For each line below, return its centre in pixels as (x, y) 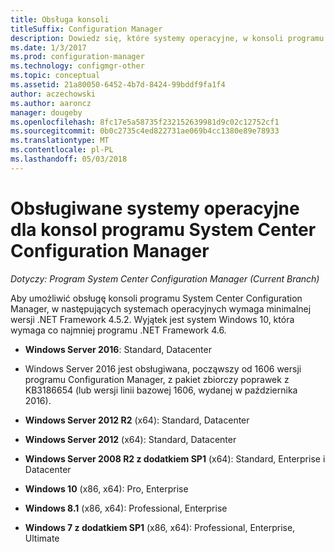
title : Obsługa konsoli (60, 19)
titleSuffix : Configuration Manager (86, 29)
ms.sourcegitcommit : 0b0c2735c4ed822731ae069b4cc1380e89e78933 (145, 131)
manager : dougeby (46, 112)
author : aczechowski (53, 94)
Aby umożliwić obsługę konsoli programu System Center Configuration (156, 298)
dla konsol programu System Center (163, 229)
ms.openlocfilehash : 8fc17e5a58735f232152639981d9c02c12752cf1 (145, 122)
